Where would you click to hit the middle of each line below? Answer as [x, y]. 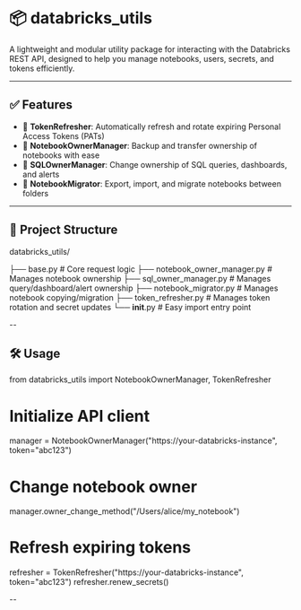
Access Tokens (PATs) [63, 135]
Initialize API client [80, 416]
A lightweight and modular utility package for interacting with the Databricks [150, 49]
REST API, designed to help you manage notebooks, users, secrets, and [142, 58]
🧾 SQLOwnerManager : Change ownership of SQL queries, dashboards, [155, 164]
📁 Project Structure [64, 230]
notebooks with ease [61, 155]
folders [35, 193]
